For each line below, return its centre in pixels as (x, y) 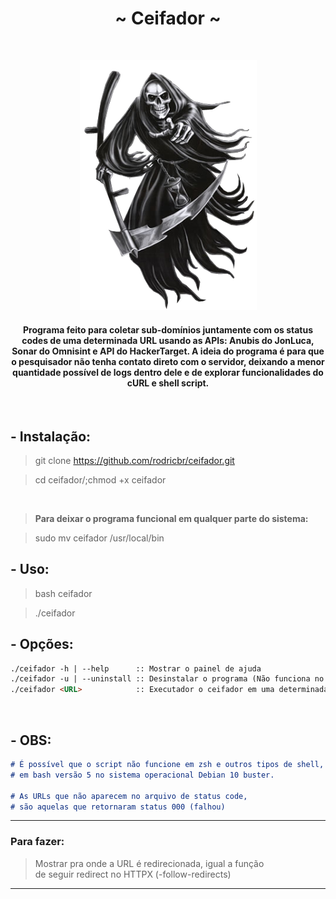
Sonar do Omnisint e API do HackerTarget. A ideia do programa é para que (168, 351)
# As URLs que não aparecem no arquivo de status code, (129, 796)
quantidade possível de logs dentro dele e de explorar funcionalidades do (168, 372)
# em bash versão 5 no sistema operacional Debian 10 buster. (142, 775)
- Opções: (42, 644)
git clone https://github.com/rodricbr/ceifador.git (134, 460)
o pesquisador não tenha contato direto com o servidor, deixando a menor (168, 361)
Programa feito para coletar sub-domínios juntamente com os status (168, 329)
